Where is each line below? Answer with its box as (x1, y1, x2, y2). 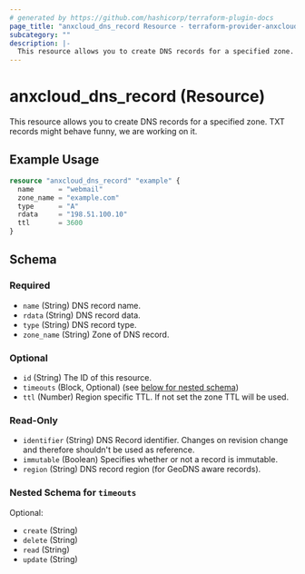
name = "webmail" (17, 184, 103, 193)
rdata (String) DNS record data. (22, 310, 141, 321)
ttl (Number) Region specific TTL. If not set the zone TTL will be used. (22, 391, 289, 402)
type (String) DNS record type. (22, 319, 137, 330)
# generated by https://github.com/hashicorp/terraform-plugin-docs (9, 13, 274, 23)
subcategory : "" (9, 30, 71, 39)
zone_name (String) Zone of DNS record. (22, 329, 170, 340)
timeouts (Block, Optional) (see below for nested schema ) (22, 381, 239, 392)
